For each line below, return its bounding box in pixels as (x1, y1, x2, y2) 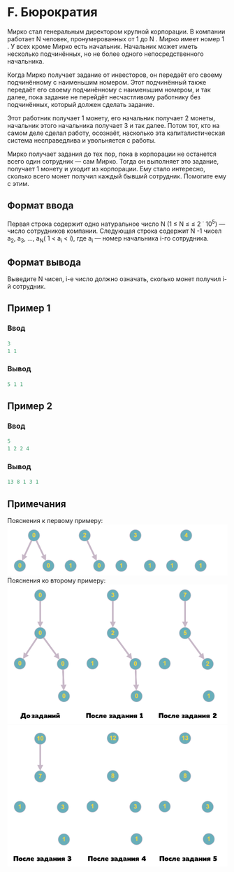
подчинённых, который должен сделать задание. (7, 100, 155, 108)
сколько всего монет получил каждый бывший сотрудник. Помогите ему (7, 172, 227, 180)
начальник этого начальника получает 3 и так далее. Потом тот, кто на (7, 121, 220, 129)
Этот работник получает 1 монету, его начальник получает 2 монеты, (7, 113, 215, 122)
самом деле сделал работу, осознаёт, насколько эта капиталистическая (7, 129, 226, 137)
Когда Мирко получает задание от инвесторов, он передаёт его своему (7, 71, 223, 79)
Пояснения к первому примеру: (7, 517, 103, 525)
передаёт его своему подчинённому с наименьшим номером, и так (7, 85, 211, 94)
